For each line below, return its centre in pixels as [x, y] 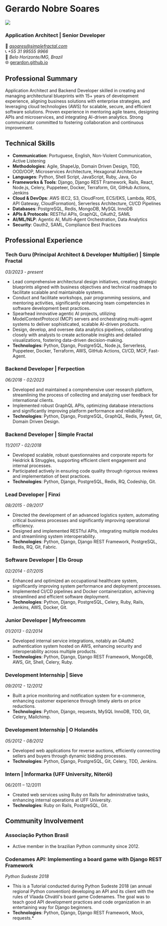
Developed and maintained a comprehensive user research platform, [83, 389]
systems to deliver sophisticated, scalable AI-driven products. [76, 324]
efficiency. [23, 526]
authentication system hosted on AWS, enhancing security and [77, 646]
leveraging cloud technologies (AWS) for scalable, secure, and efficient [78, 107]
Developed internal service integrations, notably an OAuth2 [73, 641]
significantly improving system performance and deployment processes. [87, 586]
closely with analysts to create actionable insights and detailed [77, 335]
